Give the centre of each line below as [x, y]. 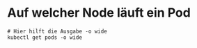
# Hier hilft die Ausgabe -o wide [57, 31]
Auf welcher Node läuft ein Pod [99, 13]
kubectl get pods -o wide [45, 37]
